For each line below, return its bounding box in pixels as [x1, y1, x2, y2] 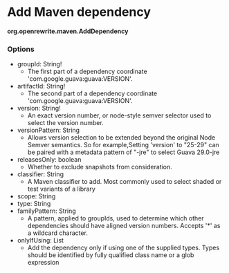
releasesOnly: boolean [17, 156, 82, 164]
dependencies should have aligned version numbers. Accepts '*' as [27, 222, 221, 230]
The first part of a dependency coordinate [27, 67, 147, 76]
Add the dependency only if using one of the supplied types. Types [27, 243, 220, 252]
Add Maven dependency [7, 4, 151, 20]
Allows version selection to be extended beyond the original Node [27, 133, 216, 142]
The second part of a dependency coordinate [27, 89, 158, 97]
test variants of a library [27, 185, 95, 194]
